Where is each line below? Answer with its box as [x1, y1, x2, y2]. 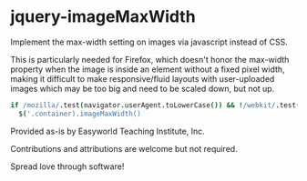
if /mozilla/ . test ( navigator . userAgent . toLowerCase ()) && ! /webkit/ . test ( [10, 100, 301, 110]
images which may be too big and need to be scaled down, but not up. [10, 83, 275, 94]
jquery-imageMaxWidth [10, 6, 196, 27]
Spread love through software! [10, 161, 125, 172]
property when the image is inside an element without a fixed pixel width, [10, 64, 285, 75]
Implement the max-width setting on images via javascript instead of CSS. [10, 36, 288, 47]
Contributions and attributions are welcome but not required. [10, 143, 238, 154]
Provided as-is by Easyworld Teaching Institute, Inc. [10, 126, 206, 136]
